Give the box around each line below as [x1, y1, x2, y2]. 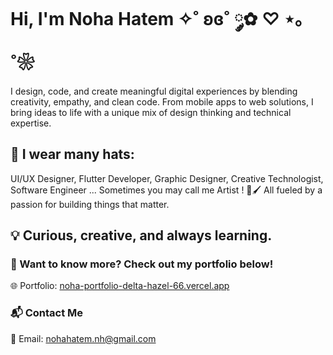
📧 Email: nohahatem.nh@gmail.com [10, 332, 157, 344]
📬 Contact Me [10, 306, 84, 320]
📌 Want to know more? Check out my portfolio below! [10, 257, 274, 271]
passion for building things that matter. [10, 198, 170, 210]
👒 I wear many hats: [10, 146, 135, 163]
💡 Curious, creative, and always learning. [10, 227, 273, 244]
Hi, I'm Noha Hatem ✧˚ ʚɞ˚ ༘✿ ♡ [10, 8, 280, 31]
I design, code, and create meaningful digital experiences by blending [10, 85, 298, 97]
